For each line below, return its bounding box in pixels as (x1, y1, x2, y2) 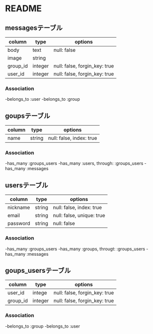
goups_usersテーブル (5, 266, 71, 274)
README (5, 3, 42, 14)
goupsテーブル (5, 111, 50, 120)
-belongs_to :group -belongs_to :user (5, 323, 80, 329)
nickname (7, 204, 30, 211)
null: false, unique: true (53, 212, 105, 219)
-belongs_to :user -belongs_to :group (5, 96, 80, 102)
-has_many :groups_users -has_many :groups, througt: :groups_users (5, 245, 145, 252)
